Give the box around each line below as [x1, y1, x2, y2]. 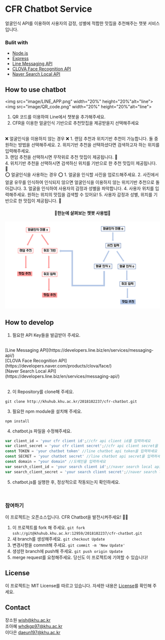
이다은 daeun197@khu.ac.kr [5, 629, 60, 635]
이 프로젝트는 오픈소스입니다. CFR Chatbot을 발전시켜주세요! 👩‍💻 [5, 514, 129, 520]
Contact [5, 604, 30, 612]
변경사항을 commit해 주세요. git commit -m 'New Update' [12, 542, 125, 548]
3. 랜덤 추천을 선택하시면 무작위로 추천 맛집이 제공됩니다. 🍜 [5, 154, 118, 160]
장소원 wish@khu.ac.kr [5, 617, 51, 623]
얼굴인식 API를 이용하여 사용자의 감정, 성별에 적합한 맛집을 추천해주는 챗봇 [5, 20, 147, 26]
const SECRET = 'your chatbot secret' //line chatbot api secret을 [5, 454, 145, 459]
